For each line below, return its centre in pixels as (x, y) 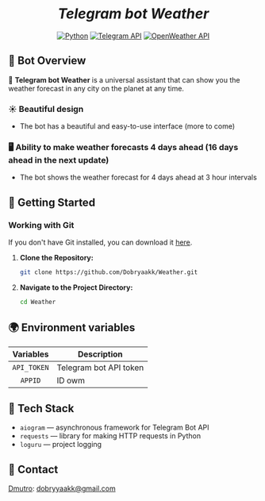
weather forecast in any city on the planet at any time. (96, 88)
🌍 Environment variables (72, 328)
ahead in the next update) (59, 160)
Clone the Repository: (56, 258)
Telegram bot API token (100, 368)
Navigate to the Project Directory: (76, 287)
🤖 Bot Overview (47, 61)
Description (100, 354)
